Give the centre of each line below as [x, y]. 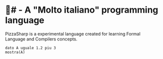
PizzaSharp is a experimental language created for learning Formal [73, 34]
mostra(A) [15, 52]
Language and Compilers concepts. [41, 39]
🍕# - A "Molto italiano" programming [82, 10]
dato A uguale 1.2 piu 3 [31, 48]
